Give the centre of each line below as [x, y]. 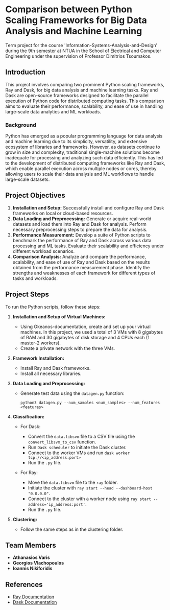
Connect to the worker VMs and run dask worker [79, 453]
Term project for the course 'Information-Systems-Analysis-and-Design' [81, 45]
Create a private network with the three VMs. [68, 348]
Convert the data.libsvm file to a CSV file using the [81, 436]
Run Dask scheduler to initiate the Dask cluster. [77, 447]
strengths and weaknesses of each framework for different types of [84, 273]
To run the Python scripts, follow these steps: [53, 307]
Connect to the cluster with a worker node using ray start [90, 499]
